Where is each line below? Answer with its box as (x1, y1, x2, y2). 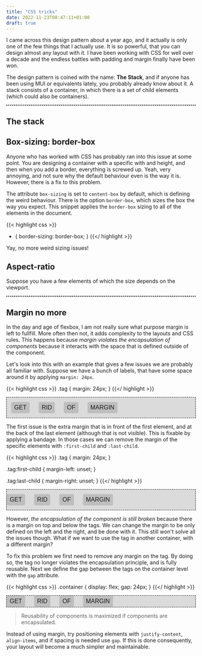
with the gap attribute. (6, 572, 60, 579)
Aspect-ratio (6, 261, 55, 271)
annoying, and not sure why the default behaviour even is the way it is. (6, 172, 182, 179)
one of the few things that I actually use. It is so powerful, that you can (6, 43, 180, 50)
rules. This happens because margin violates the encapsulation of (6, 336, 170, 344)
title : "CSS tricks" (6, 8, 58, 15)
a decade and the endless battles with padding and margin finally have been (6, 55, 195, 63)
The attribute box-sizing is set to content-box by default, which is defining (6, 190, 191, 197)
